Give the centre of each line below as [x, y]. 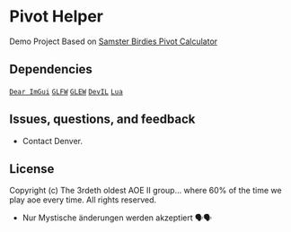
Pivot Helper [56, 17]
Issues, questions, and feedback [102, 120]
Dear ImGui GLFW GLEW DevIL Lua [66, 91]
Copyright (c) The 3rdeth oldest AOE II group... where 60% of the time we [145, 191]
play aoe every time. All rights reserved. [83, 200]
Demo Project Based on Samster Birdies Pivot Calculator [114, 41]
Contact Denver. [53, 141]
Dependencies [51, 69]
